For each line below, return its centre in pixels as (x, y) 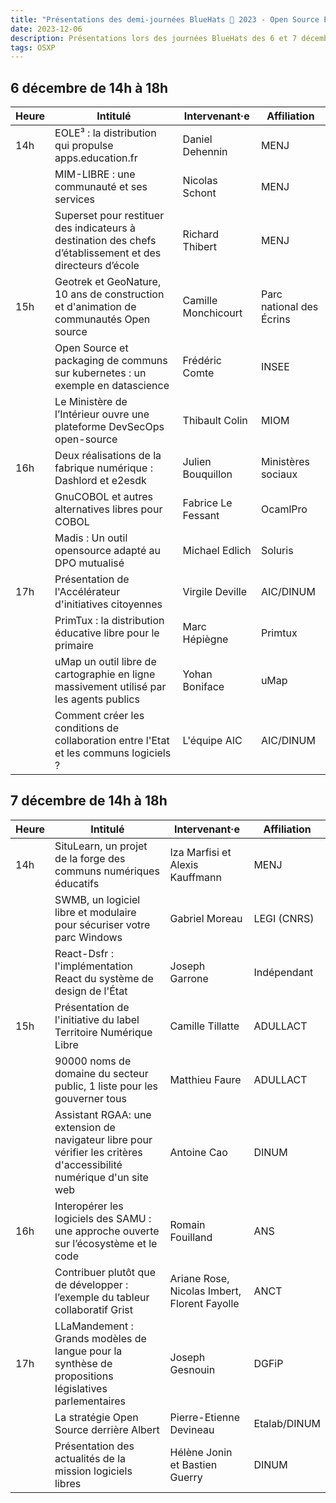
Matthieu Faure (205, 1079)
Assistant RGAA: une (103, 1114)
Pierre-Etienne (204, 1417)
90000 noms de (93, 1061)
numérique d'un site (101, 1177)
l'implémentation (93, 966)
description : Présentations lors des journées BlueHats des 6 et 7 (154, 38)
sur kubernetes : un (100, 373)
